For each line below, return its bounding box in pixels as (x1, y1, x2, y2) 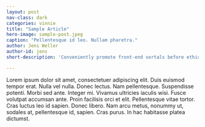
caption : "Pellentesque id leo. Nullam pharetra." (6, 37, 138, 43)
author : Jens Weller (6, 43, 59, 49)
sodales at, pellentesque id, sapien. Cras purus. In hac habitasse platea (6, 108, 185, 115)
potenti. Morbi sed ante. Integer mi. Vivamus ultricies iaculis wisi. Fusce (6, 89, 186, 96)
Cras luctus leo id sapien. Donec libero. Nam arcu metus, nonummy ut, (6, 101, 184, 109)
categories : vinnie (6, 20, 56, 26)
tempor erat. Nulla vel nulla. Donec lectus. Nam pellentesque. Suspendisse (6, 83, 194, 90)
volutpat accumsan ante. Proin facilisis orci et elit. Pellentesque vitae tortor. (6, 95, 195, 103)
